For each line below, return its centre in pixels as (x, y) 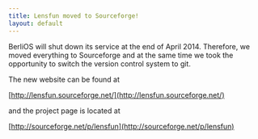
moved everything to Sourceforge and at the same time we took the (121, 55)
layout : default (36, 23)
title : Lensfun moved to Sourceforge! (74, 16)
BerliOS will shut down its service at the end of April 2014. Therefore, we (129, 46)
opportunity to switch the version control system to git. (100, 63)
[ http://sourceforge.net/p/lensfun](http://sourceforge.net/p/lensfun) (121, 126)
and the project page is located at (64, 111)
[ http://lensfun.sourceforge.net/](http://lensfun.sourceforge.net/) (116, 95)
